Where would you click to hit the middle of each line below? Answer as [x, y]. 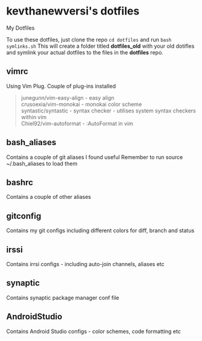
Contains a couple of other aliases [49, 197]
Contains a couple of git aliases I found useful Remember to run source [95, 157]
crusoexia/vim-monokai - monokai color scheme [81, 104]
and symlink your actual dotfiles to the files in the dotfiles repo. [85, 52]
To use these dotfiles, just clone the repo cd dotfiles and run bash [89, 39]
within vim [34, 117]
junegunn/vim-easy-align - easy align [68, 97]
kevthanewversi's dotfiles [73, 11]
